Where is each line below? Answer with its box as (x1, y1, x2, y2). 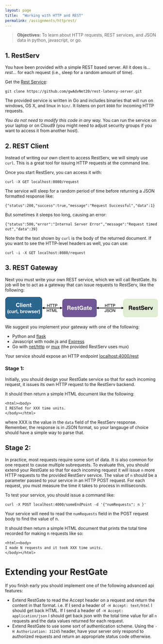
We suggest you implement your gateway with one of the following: (5, 324, 140, 330)
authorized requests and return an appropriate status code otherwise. (12, 633, 152, 639)
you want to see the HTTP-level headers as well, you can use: (5, 240, 129, 246)
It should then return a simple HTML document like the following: (5, 390, 135, 397)
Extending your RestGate (5, 566, 108, 577)
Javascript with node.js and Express (12, 338, 85, 344)
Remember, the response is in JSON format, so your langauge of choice (5, 424, 149, 430)
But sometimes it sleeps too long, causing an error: (5, 212, 107, 217)
